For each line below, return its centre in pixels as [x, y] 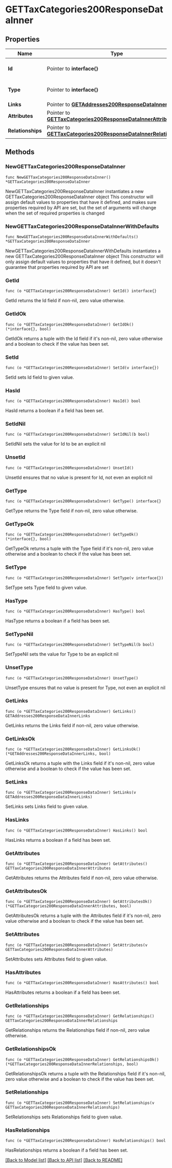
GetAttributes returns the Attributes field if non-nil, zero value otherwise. [82, 878]
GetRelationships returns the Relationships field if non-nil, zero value [78, 1030]
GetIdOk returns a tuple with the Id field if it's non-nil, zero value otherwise [84, 338]
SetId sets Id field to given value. [40, 377]
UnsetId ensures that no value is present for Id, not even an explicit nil [79, 477]
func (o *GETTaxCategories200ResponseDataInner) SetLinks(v [71, 793]
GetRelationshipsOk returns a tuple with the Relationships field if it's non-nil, [85, 1073]
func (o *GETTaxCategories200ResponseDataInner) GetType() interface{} [83, 501]
